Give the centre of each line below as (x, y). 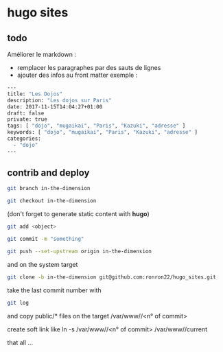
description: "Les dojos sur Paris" (59, 100)
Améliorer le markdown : (42, 54)
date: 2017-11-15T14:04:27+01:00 (55, 107)
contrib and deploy (48, 173)
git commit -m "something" (46, 239)
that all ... (20, 342)
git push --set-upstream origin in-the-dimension (80, 251)
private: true (27, 119)
